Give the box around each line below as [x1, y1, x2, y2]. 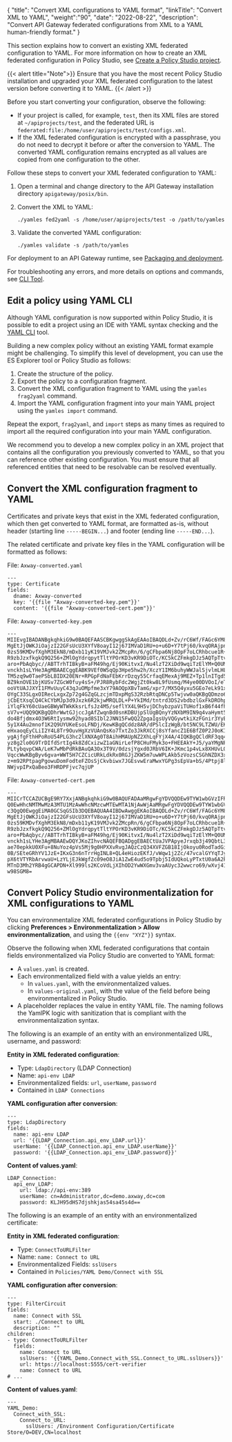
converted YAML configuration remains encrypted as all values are [17, 148, 207, 156]
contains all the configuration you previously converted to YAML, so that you [7, 448, 225, 456]
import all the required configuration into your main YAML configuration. [7, 427, 212, 435]
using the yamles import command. [17, 406, 118, 414]
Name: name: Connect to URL [17, 1253, 100, 1261]
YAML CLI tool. [7, 328, 50, 336]
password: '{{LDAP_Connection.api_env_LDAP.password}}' [13, 1150, 177, 1157]
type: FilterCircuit [7, 1301, 67, 1308]
